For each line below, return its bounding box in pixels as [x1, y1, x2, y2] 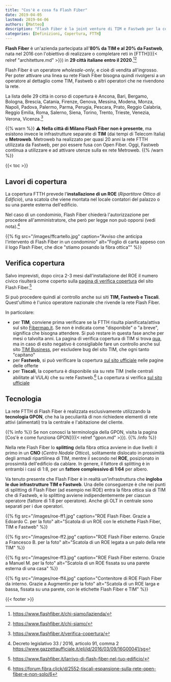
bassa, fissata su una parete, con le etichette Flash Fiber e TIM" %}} [5, 586, 149, 592]
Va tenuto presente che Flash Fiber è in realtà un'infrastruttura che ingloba [5, 476, 162, 482]
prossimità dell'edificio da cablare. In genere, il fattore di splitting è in [5, 460, 150, 466]
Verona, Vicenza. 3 [5, 114, 43, 122]
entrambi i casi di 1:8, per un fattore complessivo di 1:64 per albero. [5, 466, 149, 472]
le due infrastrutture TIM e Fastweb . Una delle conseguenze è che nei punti [5, 481, 166, 487]
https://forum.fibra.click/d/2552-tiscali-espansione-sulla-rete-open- [12, 665, 156, 672]
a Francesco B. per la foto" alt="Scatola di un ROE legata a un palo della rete [5, 539, 165, 545]
